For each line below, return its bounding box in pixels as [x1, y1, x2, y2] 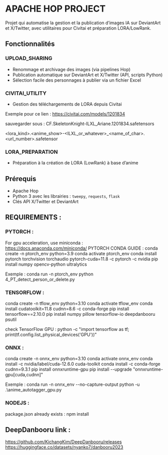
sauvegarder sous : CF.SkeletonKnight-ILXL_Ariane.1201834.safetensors [5, 121, 154, 127]
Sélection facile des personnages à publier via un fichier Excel [12, 77, 141, 83]
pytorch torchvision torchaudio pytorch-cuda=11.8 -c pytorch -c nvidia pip [5, 256, 158, 262]
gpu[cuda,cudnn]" [5, 372, 44, 378]
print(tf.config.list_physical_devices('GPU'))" [5, 331, 97, 338]
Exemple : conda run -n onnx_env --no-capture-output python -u [5, 381, 140, 387]
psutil [5, 316, 17, 323]
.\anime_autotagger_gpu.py [5, 387, 62, 393]
